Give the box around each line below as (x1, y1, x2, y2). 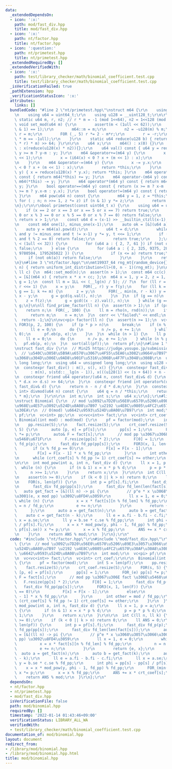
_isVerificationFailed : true (10, 84, 72, 89)
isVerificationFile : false (10, 698, 68, 704)
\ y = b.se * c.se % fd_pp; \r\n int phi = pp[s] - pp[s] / (14, 660, 155, 665)
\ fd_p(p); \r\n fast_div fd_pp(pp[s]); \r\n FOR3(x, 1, (14, 441, 157, 447)
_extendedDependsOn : (10, 12, 54, 17)
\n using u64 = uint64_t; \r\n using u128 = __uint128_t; (14, 112, 153, 118)
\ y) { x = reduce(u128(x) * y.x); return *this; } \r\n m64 (14, 170, 153, 175)
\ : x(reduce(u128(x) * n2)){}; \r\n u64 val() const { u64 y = (14, 146, 159, 151)
